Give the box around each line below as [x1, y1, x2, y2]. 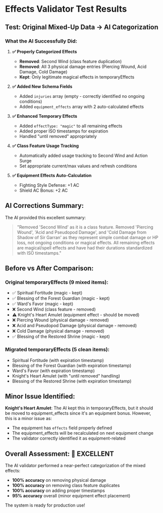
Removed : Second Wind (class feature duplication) [19, 58, 122, 64]
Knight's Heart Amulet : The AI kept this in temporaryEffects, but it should [5, 405, 153, 411]
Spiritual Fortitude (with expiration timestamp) [12, 357, 104, 363]
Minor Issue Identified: [5, 392, 75, 401]
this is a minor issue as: [5, 416, 52, 422]
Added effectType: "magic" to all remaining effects [19, 123, 123, 129]
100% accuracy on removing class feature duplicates [12, 483, 120, 489]
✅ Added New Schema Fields [12, 83, 72, 89]
